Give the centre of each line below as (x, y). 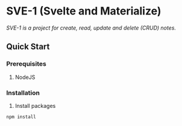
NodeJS (25, 77)
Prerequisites (26, 64)
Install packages (35, 106)
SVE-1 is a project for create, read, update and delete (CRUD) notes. (91, 28)
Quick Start (28, 47)
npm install (21, 117)
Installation (23, 93)
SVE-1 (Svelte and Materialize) (84, 11)
